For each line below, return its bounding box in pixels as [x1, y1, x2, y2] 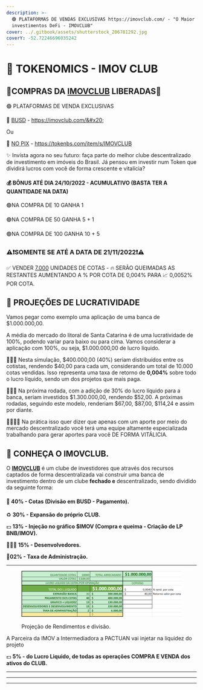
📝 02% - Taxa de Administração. [6, 553, 88, 561]
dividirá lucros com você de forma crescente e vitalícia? [6, 165, 146, 172]
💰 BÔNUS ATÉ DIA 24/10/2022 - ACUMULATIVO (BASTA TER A [6, 179, 168, 186]
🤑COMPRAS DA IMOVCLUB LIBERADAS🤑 [6, 86, 161, 96]
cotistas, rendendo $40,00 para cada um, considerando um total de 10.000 [6, 363, 193, 370]
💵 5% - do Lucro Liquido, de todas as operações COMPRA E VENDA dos [6, 653, 190, 660]
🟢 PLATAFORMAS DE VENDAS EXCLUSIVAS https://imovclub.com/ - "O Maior [11, 16, 195, 22]
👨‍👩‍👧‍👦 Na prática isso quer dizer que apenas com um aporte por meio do [6, 418, 187, 426]
